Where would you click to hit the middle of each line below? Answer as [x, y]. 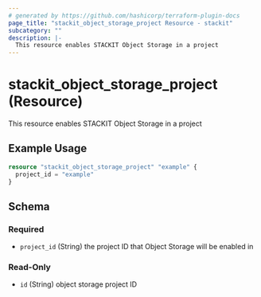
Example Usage [48, 148]
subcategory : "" [35, 30]
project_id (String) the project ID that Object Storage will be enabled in [136, 247]
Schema [29, 207]
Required [26, 229]
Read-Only [30, 268]
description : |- [35, 38]
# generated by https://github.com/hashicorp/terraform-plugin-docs [124, 16]
